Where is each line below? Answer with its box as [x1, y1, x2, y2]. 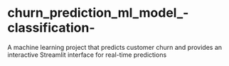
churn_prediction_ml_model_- [7, 5, 189, 21]
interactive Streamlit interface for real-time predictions [7, 51, 167, 59]
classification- [7, 20, 95, 36]
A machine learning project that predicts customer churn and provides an [7, 43, 223, 51]
